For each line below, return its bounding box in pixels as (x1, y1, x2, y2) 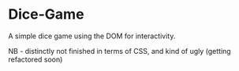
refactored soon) (8, 55, 63, 64)
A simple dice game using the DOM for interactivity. (8, 31, 176, 41)
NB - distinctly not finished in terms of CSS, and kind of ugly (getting (8, 46, 231, 55)
